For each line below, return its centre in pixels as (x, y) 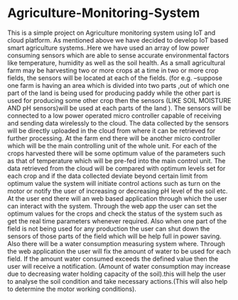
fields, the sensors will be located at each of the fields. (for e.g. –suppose (115, 78)
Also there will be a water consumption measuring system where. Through (116, 243)
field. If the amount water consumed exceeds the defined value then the (113, 259)
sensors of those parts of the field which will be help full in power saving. (114, 236)
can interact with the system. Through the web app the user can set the (112, 206)
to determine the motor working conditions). (72, 289)
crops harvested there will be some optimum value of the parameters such (117, 153)
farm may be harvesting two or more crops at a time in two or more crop (113, 70)
